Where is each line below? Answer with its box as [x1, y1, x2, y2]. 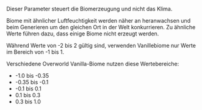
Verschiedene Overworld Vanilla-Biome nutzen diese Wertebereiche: [6, 61, 179, 67]
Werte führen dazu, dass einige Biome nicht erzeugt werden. [6, 30, 159, 37]
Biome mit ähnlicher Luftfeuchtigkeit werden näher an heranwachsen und [6, 17, 191, 24]
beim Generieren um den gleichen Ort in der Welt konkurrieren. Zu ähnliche [6, 24, 196, 31]
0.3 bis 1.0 [15, 98, 41, 105]
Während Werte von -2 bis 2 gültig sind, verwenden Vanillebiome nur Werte [6, 42, 197, 49]
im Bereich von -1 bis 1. [6, 48, 65, 56]
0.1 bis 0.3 [15, 92, 41, 98]
